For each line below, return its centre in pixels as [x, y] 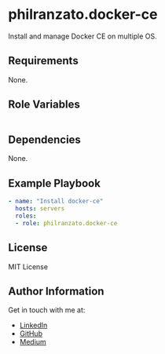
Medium [33, 342]
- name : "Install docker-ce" [56, 202]
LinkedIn [33, 325]
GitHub [31, 334]
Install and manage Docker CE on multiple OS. [82, 36]
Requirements [43, 61]
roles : [26, 216]
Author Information [56, 291]
